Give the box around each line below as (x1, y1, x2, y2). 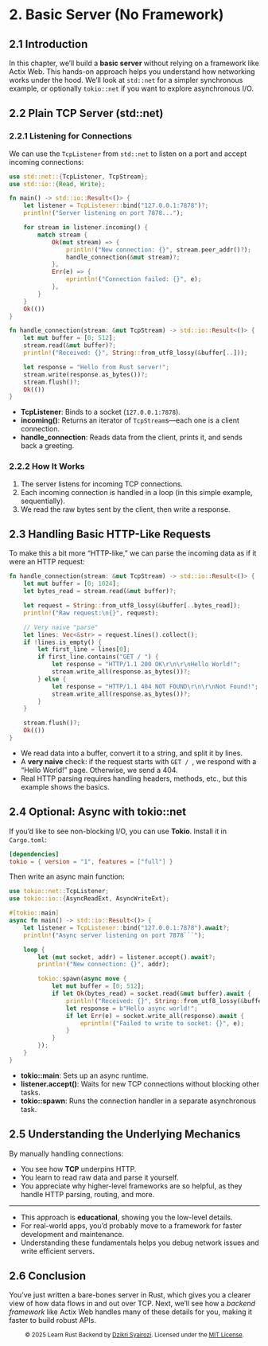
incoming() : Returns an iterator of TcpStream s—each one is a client (20, 416, 239, 425)
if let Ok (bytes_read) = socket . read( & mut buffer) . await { (51, 989, 251, 998)
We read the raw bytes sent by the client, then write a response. (20, 504, 231, 514)
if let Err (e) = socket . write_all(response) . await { (65, 1012, 245, 1020)
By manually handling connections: (9, 1149, 124, 1158)
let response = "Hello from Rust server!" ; (23, 363, 170, 371)
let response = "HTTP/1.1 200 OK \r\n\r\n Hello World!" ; (51, 661, 241, 669)
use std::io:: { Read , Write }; (9, 180, 106, 188)
